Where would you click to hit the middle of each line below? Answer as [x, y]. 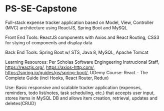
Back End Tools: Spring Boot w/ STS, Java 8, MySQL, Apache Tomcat [77, 52]
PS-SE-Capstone [41, 9]
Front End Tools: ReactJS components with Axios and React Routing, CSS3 [82, 37]
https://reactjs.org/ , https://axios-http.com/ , [50, 67]
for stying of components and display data [49, 42]
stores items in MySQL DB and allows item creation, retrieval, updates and [81, 98]
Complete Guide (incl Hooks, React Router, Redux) [57, 78]
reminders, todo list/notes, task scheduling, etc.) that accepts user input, [80, 93]
